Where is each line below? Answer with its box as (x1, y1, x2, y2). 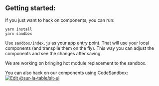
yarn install (5, 27, 32, 32)
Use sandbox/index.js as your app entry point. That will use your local (5, 40, 150, 46)
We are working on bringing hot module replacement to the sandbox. (5, 60, 147, 66)
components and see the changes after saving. (5, 50, 102, 56)
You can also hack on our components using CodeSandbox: (5, 70, 128, 76)
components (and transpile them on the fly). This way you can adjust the (5, 45, 155, 51)
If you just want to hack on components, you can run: (5, 17, 115, 23)
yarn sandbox (5, 31, 32, 36)
